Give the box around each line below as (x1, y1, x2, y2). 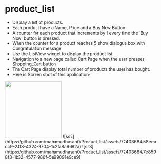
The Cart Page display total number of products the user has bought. (12, 66, 151, 72)
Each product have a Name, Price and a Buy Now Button (12, 24, 125, 30)
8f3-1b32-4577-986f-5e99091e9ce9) (5, 154, 81, 160)
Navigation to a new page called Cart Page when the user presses (12, 56, 145, 61)
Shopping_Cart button (12, 61, 56, 67)
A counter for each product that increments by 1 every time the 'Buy (12, 30, 148, 36)
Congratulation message (12, 45, 62, 51)
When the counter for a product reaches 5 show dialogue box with (12, 40, 145, 46)
